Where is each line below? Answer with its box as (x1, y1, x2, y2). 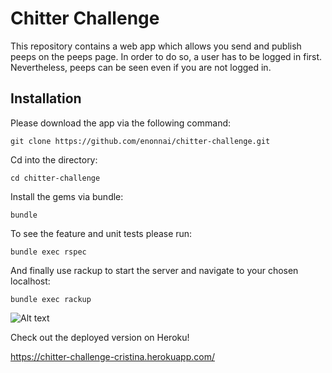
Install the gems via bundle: (10, 190, 124, 202)
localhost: (10, 275, 51, 287)
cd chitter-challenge (10, 173, 101, 183)
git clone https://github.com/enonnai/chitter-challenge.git (10, 136, 271, 146)
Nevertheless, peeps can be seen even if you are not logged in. (10, 61, 272, 73)
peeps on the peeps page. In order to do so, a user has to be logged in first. (10, 50, 323, 62)
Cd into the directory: (10, 153, 98, 166)
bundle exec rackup (10, 294, 92, 304)
